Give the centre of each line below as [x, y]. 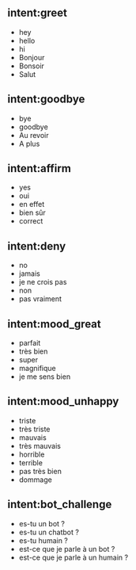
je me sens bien [45, 377]
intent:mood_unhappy [63, 402]
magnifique [37, 369]
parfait [30, 343]
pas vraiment [40, 299]
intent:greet [38, 13]
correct [31, 221]
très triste [34, 429]
